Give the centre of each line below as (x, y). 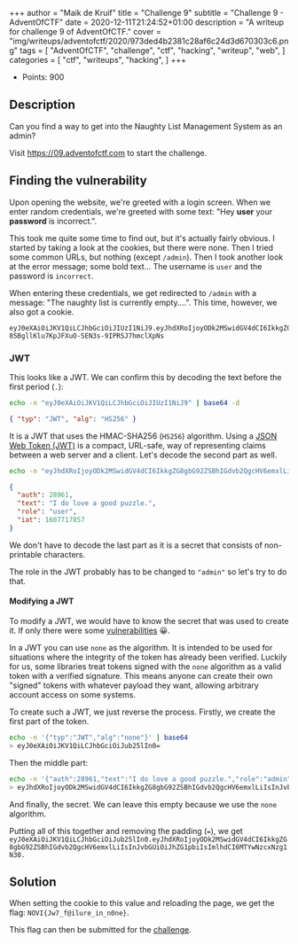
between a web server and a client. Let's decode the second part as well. (143, 455)
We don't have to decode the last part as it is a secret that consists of (136, 545)
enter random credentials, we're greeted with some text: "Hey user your (141, 211)
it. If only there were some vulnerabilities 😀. (90, 630)
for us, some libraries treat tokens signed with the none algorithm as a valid (145, 667)
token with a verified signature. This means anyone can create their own (141, 676)
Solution (33, 882)
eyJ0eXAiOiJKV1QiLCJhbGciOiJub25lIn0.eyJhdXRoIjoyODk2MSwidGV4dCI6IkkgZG (149, 839)
